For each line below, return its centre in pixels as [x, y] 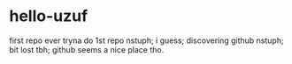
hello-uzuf [49, 16]
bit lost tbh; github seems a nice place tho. [87, 49]
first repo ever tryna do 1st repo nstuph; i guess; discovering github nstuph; [147, 40]
